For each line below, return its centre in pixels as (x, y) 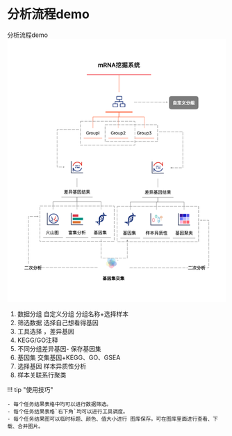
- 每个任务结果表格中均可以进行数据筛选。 (60, 405)
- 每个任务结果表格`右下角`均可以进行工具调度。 (68, 412)
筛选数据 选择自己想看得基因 (58, 323)
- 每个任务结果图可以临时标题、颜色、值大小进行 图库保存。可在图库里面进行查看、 (110, 419)
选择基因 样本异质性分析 (52, 366)
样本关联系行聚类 (42, 375)
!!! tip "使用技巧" (30, 390)
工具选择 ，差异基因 (45, 332)
